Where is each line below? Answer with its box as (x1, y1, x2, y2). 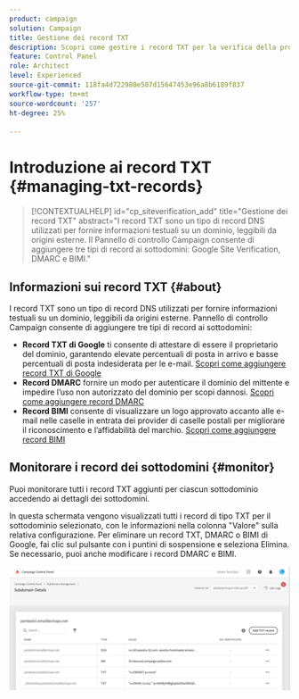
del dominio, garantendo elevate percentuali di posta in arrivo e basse (21, 349, 279, 359)
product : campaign (9, 14, 77, 23)
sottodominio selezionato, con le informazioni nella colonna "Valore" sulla (9, 520, 279, 530)
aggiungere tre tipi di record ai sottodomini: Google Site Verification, (30, 244, 281, 254)
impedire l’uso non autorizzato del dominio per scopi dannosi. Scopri (21, 387, 274, 397)
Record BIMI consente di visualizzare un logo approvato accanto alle (21, 406, 275, 416)
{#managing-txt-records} (9, 177, 204, 196)
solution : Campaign (9, 23, 82, 33)
